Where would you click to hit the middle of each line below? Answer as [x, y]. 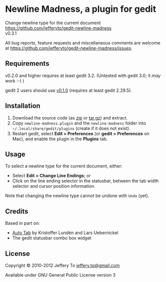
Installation [23, 106]
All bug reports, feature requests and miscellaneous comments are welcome [83, 42]
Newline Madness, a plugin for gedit [81, 9]
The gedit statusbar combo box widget [52, 238]
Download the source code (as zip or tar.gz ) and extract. [70, 118]
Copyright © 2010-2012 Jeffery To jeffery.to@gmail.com [62, 265]
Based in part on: [22, 223]
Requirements [27, 63]
